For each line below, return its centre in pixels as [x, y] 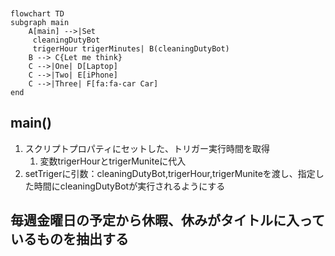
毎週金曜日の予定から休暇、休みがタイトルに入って [167, 220]
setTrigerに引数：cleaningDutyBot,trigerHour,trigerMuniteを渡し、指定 [170, 173]
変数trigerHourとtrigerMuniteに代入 [113, 161]
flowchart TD [37, 14]
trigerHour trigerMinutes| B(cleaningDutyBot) [131, 49]
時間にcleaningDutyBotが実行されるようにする [129, 186]
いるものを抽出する [69, 239]
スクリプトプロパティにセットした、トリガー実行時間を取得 [147, 148]
